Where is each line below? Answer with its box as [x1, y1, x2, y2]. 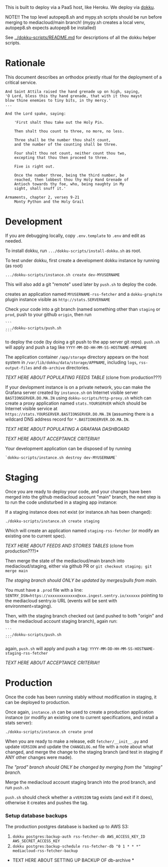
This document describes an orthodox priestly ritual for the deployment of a [5, 74, 162, 80]
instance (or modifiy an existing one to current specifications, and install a [5, 714, 158, 720]
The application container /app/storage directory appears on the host [5, 354, 149, 360]
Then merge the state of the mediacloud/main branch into [5, 558, 125, 564]
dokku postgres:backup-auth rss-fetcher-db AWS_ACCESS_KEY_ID [12, 834, 145, 839]
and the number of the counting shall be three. [14, 142, 118, 147]
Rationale [5, 57, 46, 69]
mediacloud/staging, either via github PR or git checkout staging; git [5, 563, 152, 569]
